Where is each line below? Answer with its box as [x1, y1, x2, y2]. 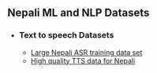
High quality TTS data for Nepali [30, 56, 136, 65]
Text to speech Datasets [18, 30, 114, 41]
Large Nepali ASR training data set [30, 47, 143, 57]
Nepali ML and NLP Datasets [7, 6, 150, 20]
